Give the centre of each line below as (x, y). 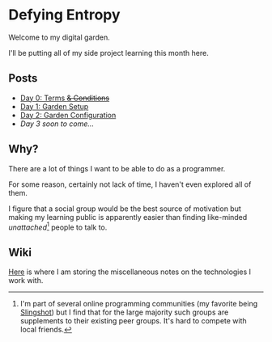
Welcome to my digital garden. (59, 37)
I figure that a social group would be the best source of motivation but (125, 209)
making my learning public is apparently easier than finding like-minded (128, 217)
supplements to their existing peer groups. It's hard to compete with (133, 321)
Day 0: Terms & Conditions (65, 98)
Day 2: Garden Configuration (68, 115)
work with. (26, 281)
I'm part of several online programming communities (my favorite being (139, 304)
